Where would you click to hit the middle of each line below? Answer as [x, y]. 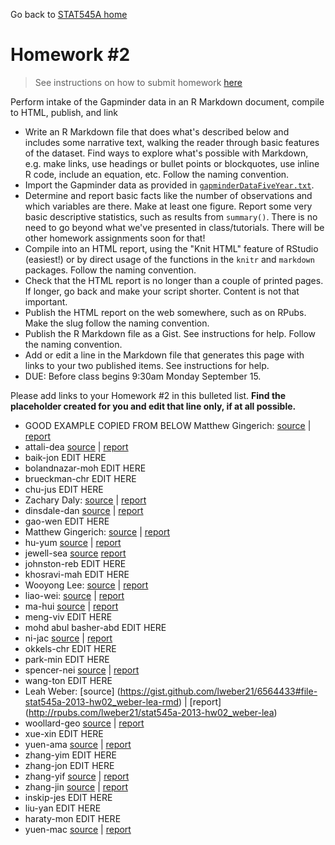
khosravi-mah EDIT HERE [77, 574]
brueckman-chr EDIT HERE [80, 478]
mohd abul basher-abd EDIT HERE [95, 627]
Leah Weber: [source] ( [72, 691]
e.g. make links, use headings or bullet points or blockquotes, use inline [172, 163]
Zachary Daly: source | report [85, 500]
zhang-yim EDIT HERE [70, 755]
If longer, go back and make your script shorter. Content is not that [162, 291]
